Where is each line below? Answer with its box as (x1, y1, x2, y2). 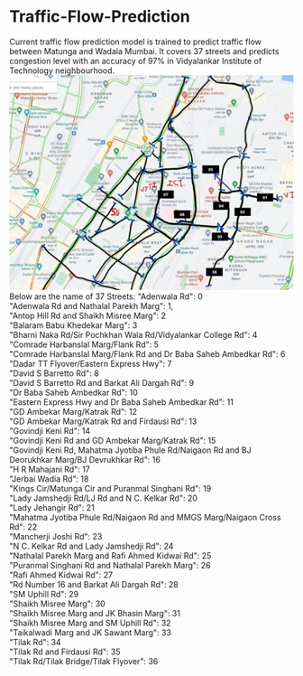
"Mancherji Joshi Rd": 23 (9, 530, 103, 541)
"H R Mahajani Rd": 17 (9, 464, 90, 474)
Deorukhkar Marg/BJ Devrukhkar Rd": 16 (9, 454, 161, 465)
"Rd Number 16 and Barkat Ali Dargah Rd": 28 (9, 578, 179, 589)
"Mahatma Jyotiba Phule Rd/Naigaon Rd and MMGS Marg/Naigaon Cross (9, 512, 281, 522)
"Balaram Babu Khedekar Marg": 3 (9, 319, 138, 331)
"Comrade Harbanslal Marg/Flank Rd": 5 (9, 339, 160, 350)
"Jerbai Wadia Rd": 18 (9, 473, 89, 484)
